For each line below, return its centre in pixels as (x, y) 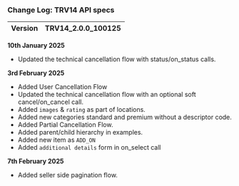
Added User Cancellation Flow (62, 87)
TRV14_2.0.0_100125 (83, 29)
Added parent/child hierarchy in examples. (80, 133)
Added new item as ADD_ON (57, 140)
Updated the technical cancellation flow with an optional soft (107, 95)
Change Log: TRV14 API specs (61, 10)
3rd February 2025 (36, 73)
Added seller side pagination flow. (67, 175)
